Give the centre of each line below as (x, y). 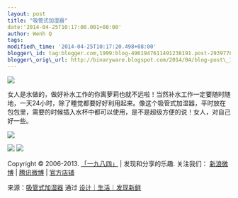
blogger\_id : (27, 54)
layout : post (27, 14)
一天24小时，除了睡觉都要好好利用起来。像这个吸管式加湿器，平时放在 (123, 103)
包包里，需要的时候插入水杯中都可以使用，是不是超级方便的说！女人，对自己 (119, 112)
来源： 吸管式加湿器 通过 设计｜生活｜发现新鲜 (74, 187)
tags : (15, 40)
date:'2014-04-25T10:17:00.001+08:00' (64, 27)
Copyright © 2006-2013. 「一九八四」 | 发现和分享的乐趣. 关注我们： (108, 163)
